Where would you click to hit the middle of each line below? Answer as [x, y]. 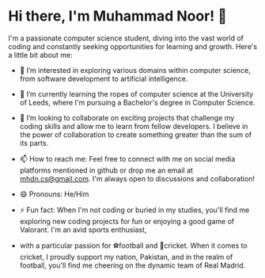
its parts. [34, 143]
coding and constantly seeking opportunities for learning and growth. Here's [133, 46]
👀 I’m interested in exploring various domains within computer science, [135, 70]
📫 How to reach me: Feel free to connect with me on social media [127, 158]
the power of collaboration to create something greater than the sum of [135, 135]
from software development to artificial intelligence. [104, 78]
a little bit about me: [40, 55]
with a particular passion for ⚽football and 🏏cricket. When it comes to [133, 246]
